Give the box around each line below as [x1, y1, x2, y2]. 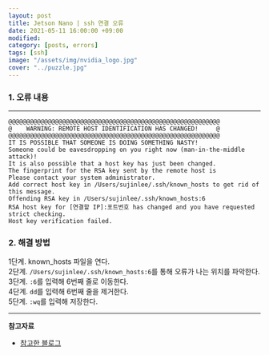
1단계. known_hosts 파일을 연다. [8, 257, 110, 266]
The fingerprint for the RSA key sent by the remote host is [8, 167, 217, 175]
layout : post [8, 11, 52, 20]
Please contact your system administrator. [8, 174, 156, 182]
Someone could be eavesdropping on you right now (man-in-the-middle [8, 146, 246, 154]
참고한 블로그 [19, 338, 62, 348]
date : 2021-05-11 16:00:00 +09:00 [8, 26, 124, 34]
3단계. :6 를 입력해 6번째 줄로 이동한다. [8, 277, 129, 286]
